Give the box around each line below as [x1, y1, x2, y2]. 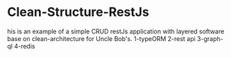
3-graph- [196, 34, 223, 42]
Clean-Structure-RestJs [7, 4, 149, 20]
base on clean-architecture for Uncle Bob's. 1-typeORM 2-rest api [7, 34, 196, 42]
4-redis [13, 42, 35, 50]
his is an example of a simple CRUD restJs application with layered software [7, 27, 225, 35]
